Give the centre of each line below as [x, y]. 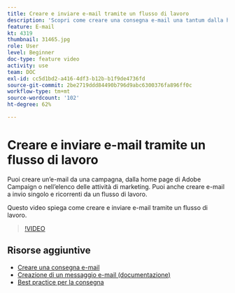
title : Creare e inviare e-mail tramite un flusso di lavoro [98, 14]
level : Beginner [31, 53]
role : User [23, 46]
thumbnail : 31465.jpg [39, 40]
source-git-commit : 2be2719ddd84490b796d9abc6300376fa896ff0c [100, 85]
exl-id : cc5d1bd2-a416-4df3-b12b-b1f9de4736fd [76, 78]
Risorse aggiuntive [49, 251]
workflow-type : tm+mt [39, 91]
